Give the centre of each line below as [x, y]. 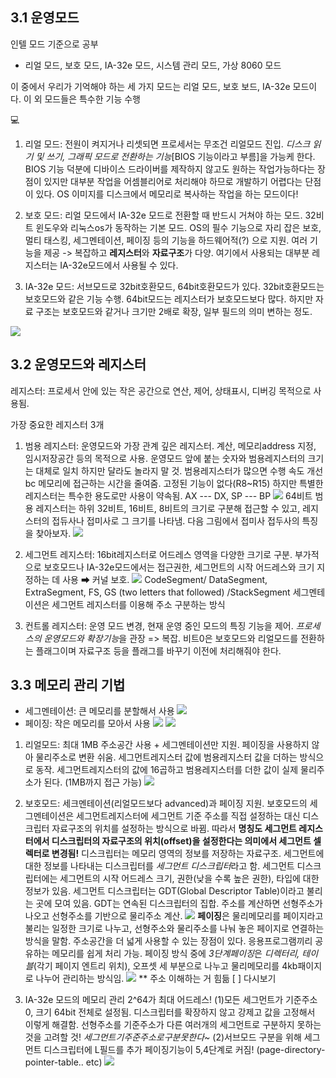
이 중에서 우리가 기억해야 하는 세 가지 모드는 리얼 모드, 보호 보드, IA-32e [150, 86]
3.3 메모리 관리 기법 [68, 685]
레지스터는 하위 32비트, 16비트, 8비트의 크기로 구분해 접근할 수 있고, [168, 508]
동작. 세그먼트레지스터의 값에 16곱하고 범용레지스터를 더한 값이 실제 [167, 770]
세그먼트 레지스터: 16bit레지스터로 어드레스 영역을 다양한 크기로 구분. [158, 554]
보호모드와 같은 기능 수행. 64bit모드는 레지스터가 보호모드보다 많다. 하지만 [169, 299]
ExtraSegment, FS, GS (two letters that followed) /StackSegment [157, 592]
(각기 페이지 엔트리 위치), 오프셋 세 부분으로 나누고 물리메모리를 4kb [165, 966]
